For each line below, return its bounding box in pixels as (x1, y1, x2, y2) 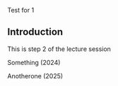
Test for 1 (7, 6, 35, 14)
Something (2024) (7, 58, 61, 66)
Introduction (7, 26, 64, 38)
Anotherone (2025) (7, 71, 64, 80)
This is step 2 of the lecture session (7, 45, 112, 53)
